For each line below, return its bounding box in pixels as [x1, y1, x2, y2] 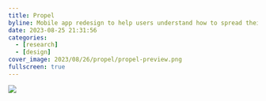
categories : [8, 33, 47, 42]
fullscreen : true [8, 63, 66, 71]
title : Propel [8, 11, 55, 20]
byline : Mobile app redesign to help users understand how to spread [8, 19, 243, 27]
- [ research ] [15, 41, 59, 49]
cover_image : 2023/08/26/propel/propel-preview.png [8, 56, 182, 64]
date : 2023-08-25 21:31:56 [8, 26, 97, 34]
